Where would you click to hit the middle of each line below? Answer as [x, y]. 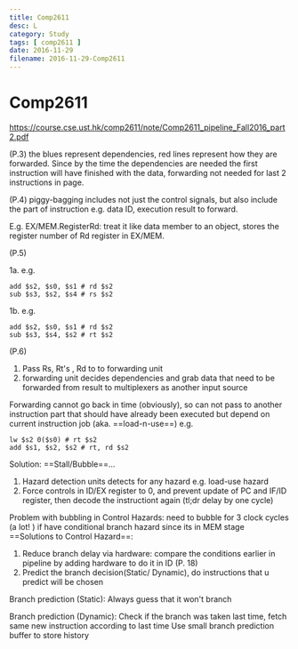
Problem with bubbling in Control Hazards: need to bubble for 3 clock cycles [149, 517]
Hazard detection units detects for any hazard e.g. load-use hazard [145, 481]
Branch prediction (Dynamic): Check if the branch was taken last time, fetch [148, 616]
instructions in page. [47, 182]
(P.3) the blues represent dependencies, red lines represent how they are [143, 154]
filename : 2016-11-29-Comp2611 [67, 59]
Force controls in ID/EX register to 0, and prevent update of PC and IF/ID [154, 491]
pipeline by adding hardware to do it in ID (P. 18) [110, 563]
